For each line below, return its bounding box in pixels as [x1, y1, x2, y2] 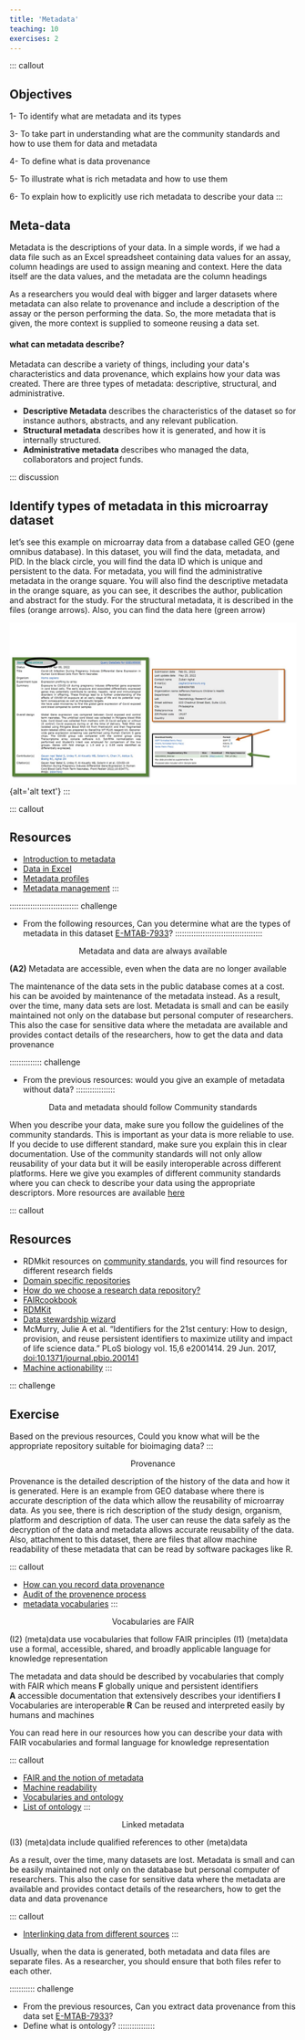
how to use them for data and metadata [9, 138, 158, 150]
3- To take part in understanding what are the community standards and [9, 129, 280, 140]
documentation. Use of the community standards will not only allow [9, 1149, 262, 1160]
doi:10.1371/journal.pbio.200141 [22, 1353, 139, 1364]
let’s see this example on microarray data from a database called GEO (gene [9, 536, 295, 547]
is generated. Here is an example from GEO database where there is [9, 1485, 265, 1496]
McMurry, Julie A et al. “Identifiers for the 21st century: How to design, [22, 1324, 288, 1335]
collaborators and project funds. [22, 454, 144, 465]
